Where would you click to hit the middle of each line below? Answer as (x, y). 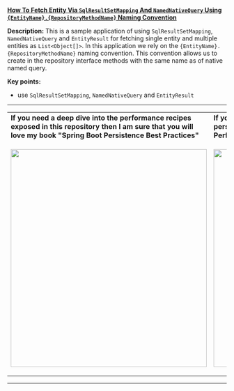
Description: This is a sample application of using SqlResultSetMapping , (110, 31)
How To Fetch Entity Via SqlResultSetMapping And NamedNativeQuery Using (115, 10)
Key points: (24, 82)
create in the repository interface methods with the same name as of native (115, 61)
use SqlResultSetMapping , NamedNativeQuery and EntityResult (106, 95)
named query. (27, 68)
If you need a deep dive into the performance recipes (101, 118)
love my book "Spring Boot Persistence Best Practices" (105, 135)
